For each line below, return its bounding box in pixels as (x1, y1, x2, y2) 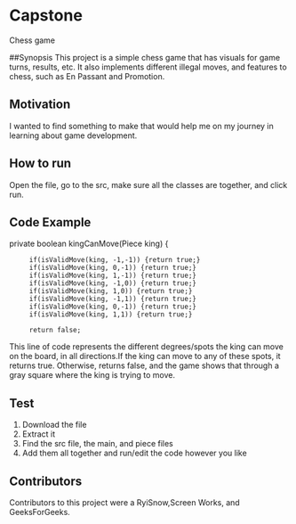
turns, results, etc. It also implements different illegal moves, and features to (9, 61, 287, 72)
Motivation (9, 97, 71, 112)
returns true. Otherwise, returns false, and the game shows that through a (9, 360, 280, 371)
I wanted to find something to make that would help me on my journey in (9, 120, 274, 131)
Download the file (21, 420, 87, 430)
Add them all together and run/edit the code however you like (21, 447, 247, 459)
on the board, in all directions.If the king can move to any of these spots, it (9, 351, 282, 362)
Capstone (9, 5, 83, 26)
